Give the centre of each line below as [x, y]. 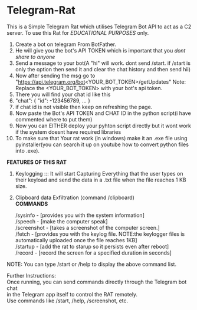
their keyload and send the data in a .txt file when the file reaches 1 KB [101, 180]
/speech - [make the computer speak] [61, 221]
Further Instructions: [32, 275]
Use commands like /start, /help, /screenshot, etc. [68, 301]
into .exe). [27, 150]
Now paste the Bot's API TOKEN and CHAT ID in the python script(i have [103, 113]
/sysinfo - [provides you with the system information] [80, 215]
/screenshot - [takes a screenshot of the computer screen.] [87, 227]
